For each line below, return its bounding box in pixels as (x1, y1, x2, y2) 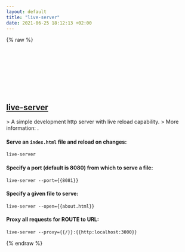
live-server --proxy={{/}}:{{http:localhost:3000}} (6, 229, 137, 235)
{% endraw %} (6, 240, 43, 247)
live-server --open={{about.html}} (6, 203, 95, 210)
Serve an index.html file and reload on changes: (6, 138, 127, 145)
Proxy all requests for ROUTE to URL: (6, 216, 100, 223)
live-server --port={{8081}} (6, 177, 79, 183)
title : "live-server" (6, 14, 60, 20)
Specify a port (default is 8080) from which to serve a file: (6, 164, 153, 171)
